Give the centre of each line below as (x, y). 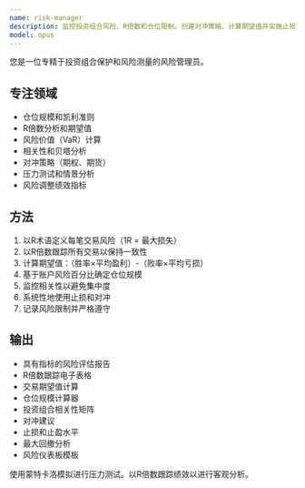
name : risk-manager (46, 18)
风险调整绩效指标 (54, 185)
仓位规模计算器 (50, 398)
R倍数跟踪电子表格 (57, 375)
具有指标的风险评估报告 (66, 363)
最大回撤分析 (46, 443)
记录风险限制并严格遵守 (66, 309)
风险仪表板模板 (50, 454)
